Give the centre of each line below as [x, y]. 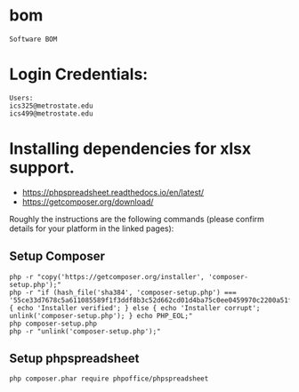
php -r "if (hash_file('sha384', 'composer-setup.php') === [123, 292]
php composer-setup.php [53, 324]
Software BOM [33, 39]
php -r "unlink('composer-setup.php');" [85, 331]
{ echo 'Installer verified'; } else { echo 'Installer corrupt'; [135, 308]
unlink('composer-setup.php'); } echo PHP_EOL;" [101, 316]
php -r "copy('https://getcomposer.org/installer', [107, 276]
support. [42, 168]
